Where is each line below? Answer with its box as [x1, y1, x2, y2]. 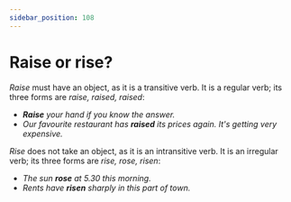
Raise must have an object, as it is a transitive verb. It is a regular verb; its [9, 82, 282, 93]
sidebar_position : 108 [9, 13, 95, 23]
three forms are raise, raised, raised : [9, 91, 145, 102]
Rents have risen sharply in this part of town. [22, 182, 191, 193]
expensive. [22, 128, 63, 139]
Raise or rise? [9, 51, 114, 72]
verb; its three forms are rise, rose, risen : [9, 155, 161, 166]
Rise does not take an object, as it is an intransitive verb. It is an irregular [9, 145, 279, 156]
